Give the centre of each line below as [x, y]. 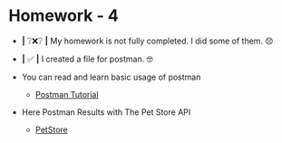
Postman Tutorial [67, 94]
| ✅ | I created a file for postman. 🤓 [87, 59]
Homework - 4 [63, 16]
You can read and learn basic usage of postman [111, 77]
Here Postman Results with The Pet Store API [106, 112]
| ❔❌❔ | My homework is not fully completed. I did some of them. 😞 [147, 41]
